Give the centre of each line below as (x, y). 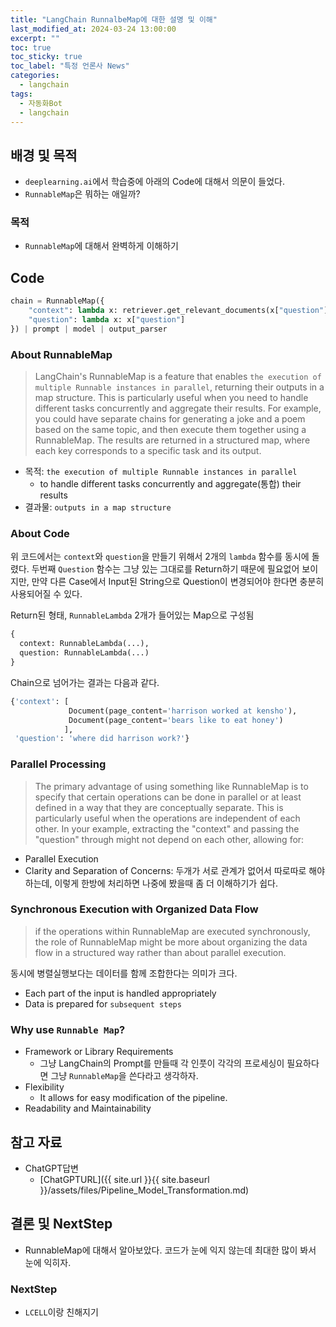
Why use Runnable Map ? (68, 1029)
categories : (35, 76)
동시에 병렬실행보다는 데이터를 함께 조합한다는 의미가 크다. (124, 973)
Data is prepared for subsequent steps (103, 1003)
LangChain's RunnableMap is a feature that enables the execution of (178, 377)
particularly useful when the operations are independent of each (167, 818)
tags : (21, 94)
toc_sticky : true (46, 57)
